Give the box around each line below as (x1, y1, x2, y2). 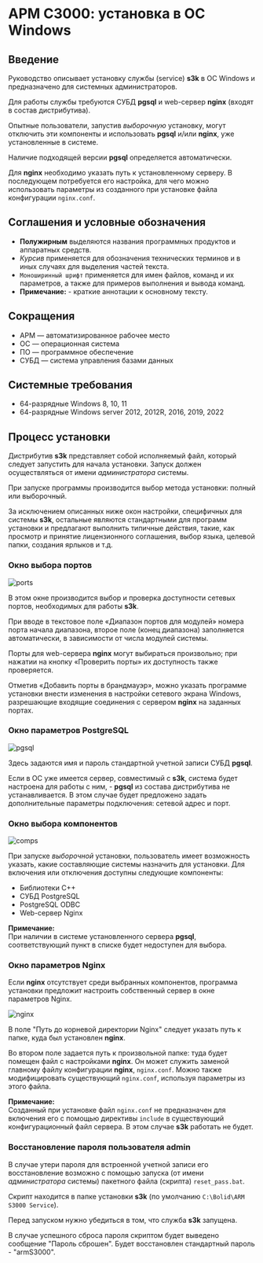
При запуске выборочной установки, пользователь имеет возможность (8, 851, 250, 861)
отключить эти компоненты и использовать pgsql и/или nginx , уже (8, 129, 235, 138)
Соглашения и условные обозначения (8, 215, 206, 229)
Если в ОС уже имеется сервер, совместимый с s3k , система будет (8, 773, 238, 782)
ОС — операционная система (19, 339, 120, 348)
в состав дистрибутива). (8, 105, 91, 115)
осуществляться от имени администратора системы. (8, 468, 189, 477)
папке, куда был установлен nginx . (8, 1033, 126, 1043)
